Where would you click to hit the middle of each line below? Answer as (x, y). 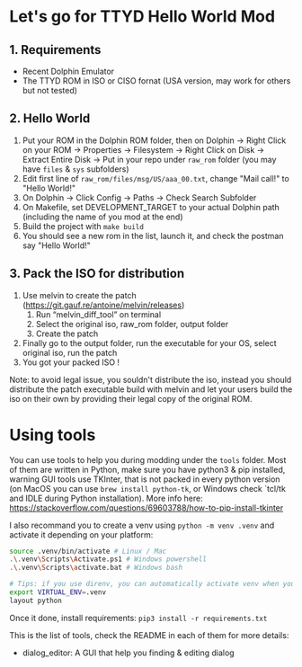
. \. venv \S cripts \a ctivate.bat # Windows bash (96, 568)
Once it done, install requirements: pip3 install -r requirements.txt (138, 618)
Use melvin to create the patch (79, 295)
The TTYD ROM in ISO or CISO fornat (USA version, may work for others (156, 81)
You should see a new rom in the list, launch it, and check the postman (153, 236)
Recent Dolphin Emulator (68, 71)
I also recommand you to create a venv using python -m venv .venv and (142, 525)
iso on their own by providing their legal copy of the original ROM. (131, 398)
